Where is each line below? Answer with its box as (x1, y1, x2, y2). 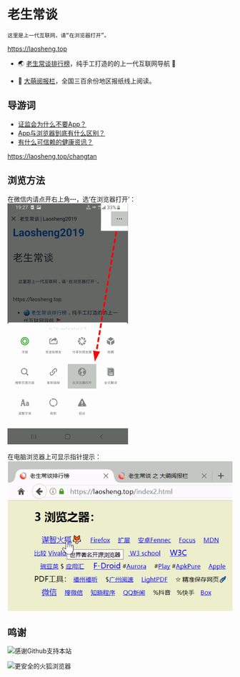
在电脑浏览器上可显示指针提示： (7, 452, 101, 461)
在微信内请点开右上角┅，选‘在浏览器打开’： (7, 194, 136, 204)
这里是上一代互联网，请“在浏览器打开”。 (7, 31, 110, 39)
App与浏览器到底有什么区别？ (17, 129, 106, 137)
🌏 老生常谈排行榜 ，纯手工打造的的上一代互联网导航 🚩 (17, 59, 176, 68)
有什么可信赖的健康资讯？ (17, 137, 94, 146)
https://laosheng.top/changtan (7, 151, 98, 161)
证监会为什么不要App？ (17, 119, 87, 129)
